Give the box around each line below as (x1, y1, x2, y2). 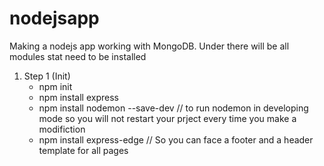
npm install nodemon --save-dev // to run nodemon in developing (38, 102, 309, 114)
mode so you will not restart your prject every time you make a (38, 112, 297, 124)
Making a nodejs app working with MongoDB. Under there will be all (9, 40, 290, 52)
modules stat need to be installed (9, 50, 147, 62)
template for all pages (38, 144, 129, 156)
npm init (38, 80, 73, 92)
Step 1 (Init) (23, 70, 71, 82)
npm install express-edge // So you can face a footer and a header (38, 133, 314, 146)
